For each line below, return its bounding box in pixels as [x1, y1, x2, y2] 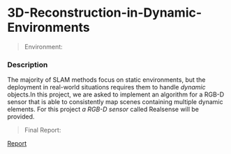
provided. [7, 112, 35, 121]
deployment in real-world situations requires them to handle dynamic [7, 83, 206, 92]
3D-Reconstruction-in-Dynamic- [7, 5, 202, 21]
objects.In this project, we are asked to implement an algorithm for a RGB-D [7, 90, 225, 99]
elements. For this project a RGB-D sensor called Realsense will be [7, 105, 199, 114]
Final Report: [24, 126, 61, 135]
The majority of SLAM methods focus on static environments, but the [7, 76, 206, 84]
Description [7, 60, 48, 69]
